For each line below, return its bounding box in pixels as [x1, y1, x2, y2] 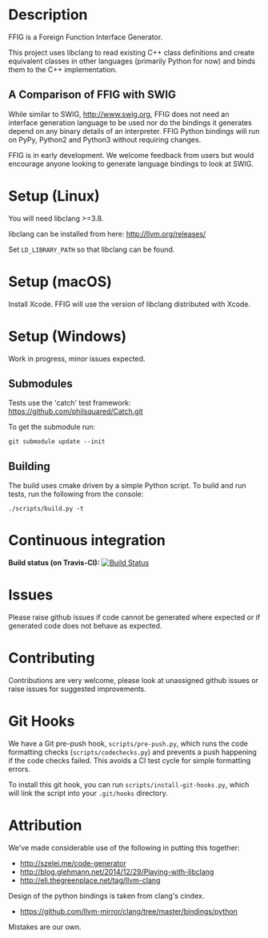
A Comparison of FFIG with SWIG [8, 88, 176, 102]
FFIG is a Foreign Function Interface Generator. [8, 32, 163, 42]
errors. [8, 764, 30, 774]
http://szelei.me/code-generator [19, 858, 126, 867]
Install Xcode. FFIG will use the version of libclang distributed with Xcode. [8, 299, 250, 309]
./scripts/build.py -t [8, 505, 84, 513]
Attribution [8, 816, 82, 835]
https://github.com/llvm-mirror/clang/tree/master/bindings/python [19, 906, 238, 916]
